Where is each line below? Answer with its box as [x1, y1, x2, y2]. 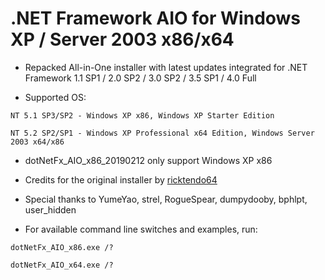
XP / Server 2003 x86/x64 [10, 28, 235, 51]
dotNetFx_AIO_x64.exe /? [10, 260, 114, 270]
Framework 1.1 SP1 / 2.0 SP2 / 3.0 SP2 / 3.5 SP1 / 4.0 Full [24, 72, 257, 84]
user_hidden [24, 203, 77, 216]
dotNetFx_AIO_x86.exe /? [10, 242, 114, 252]
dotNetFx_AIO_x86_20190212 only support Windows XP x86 [24, 154, 273, 166]
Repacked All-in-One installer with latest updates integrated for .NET [24, 61, 308, 73]
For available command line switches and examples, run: [24, 223, 258, 235]
